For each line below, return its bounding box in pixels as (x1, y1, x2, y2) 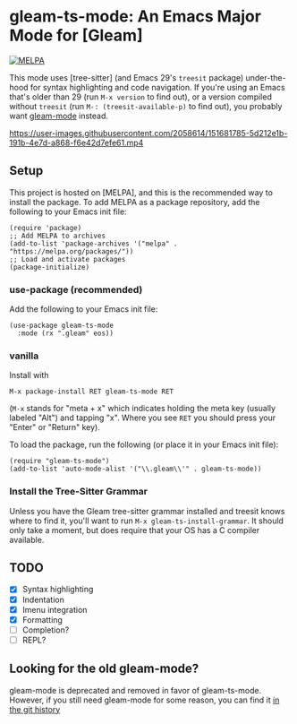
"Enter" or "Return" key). (9, 422, 100, 433)
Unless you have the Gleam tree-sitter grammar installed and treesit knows (9, 505, 285, 516)
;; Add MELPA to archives (9, 231, 106, 240)
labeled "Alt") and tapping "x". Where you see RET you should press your (9, 412, 276, 423)
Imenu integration (21, 604, 88, 615)
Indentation (21, 594, 64, 605)
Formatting (21, 614, 63, 625)
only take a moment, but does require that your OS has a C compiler (9, 524, 260, 535)
